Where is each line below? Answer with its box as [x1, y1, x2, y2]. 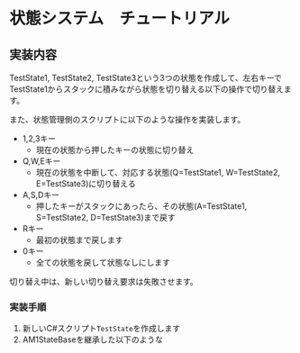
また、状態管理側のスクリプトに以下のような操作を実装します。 [9, 114, 246, 124]
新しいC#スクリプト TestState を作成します [22, 323, 181, 334]
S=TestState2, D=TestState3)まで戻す [35, 213, 176, 222]
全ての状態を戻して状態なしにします [35, 258, 171, 267]
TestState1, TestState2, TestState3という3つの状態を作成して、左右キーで [9, 73, 282, 83]
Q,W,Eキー [22, 156, 61, 167]
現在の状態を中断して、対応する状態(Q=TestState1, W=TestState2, [35, 167, 281, 177]
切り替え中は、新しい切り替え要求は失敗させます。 [9, 276, 198, 286]
